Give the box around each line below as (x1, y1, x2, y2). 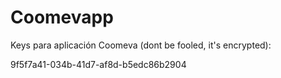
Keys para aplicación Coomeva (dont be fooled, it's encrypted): (10, 39, 272, 51)
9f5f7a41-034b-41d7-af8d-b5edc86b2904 (10, 58, 187, 70)
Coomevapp (10, 6, 114, 29)
